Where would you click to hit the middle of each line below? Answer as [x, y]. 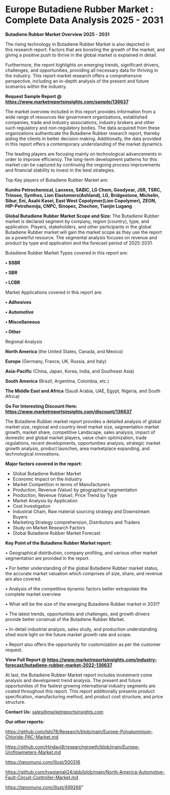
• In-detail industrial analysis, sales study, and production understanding [81, 629]
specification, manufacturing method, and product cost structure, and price [84, 696]
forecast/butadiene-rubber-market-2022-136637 [59, 665]
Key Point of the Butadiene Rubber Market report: [58, 543]
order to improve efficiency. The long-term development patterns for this [81, 159]
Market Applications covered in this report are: [54, 292]
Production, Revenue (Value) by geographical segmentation [75, 490]
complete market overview [33, 594]
